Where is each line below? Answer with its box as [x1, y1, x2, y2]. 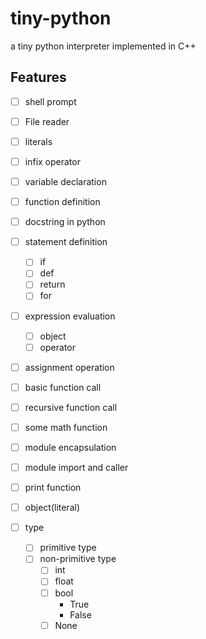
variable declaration [24, 176, 107, 187]
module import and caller [24, 462, 129, 473]
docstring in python [24, 216, 106, 228]
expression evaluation [24, 310, 116, 322]
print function [24, 482, 82, 494]
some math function [24, 421, 108, 433]
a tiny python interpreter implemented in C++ [10, 40, 197, 52]
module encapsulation [24, 441, 117, 453]
